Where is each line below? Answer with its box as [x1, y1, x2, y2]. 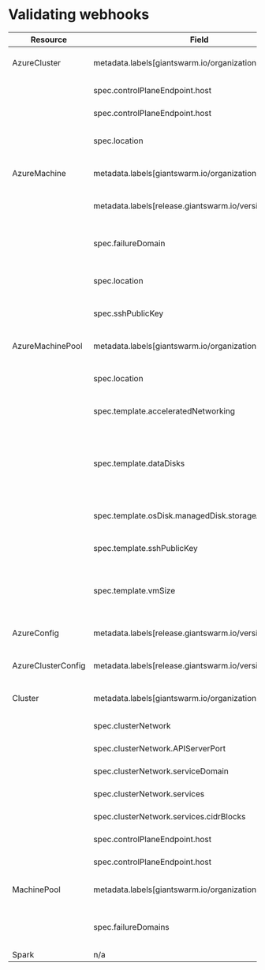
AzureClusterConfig [12, 660, 86, 671]
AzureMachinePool [12, 340, 83, 351]
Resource [30, 34, 68, 45]
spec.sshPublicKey [93, 308, 164, 319]
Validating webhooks [8, 6, 150, 24]
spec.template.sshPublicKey [93, 542, 199, 553]
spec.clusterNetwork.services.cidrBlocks [93, 811, 246, 822]
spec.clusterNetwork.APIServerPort [93, 743, 226, 754]
